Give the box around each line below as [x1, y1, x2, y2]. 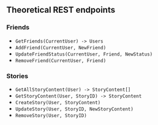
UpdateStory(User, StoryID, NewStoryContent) [15, 106, 134, 112]
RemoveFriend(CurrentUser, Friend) [15, 57, 107, 63]
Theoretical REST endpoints [6, 5, 115, 15]
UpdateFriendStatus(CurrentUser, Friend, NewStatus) [15, 51, 153, 57]
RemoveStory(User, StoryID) [15, 112, 87, 118]
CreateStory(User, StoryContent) [15, 99, 101, 105]
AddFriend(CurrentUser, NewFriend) [15, 45, 107, 51]
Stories [6, 71, 29, 80]
